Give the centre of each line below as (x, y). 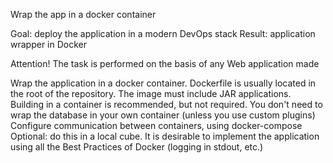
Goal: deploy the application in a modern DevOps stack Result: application (163, 33)
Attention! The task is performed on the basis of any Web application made (165, 63)
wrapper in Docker (49, 44)
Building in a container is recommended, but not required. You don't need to (166, 104)
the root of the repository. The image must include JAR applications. (151, 93)
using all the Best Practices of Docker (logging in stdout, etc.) (137, 147)
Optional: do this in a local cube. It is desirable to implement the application (165, 136)
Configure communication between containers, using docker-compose (156, 125)
